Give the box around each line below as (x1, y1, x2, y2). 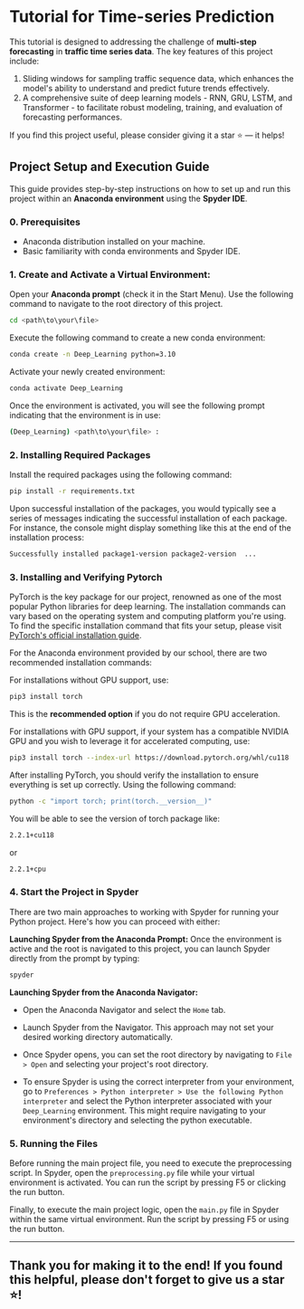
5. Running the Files (9, 1137, 98, 1150)
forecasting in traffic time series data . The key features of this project (9, 45, 273, 56)
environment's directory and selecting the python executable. (22, 1114, 252, 1125)
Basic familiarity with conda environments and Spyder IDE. (22, 246, 242, 257)
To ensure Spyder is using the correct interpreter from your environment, (22, 1075, 295, 1087)
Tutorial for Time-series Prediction (9, 6, 275, 27)
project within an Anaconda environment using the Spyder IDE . (9, 193, 248, 204)
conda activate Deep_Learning (9, 384, 124, 393)
